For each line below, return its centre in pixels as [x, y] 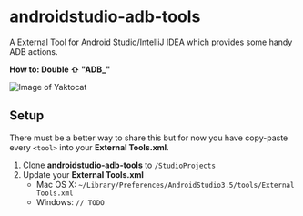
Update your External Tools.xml [83, 174]
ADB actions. [34, 51]
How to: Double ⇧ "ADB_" [60, 69]
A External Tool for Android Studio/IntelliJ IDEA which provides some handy [151, 42]
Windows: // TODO [70, 201]
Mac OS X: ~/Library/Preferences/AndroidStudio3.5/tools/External [165, 184]
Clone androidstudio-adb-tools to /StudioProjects [119, 165]
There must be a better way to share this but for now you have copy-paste [149, 138]
